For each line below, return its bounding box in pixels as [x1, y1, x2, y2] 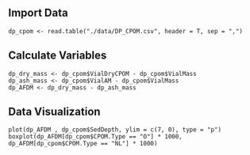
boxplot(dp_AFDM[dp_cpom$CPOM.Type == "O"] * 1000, [8, 133, 183, 141]
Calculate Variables [8, 49, 107, 62]
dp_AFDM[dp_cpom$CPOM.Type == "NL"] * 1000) [8, 140, 158, 148]
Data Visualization [8, 105, 101, 119]
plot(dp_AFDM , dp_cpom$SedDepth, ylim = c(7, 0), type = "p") [8, 126, 222, 134]
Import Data [8, 6, 69, 20]
